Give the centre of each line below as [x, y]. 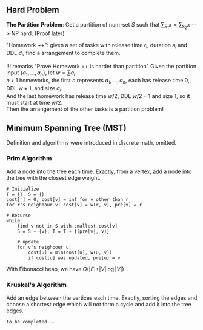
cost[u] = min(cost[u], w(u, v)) [70, 253]
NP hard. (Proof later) [38, 33]
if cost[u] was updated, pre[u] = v [74, 258]
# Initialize [23, 189]
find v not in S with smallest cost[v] [68, 226]
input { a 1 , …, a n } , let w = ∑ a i [41, 73]
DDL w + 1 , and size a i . [35, 89]
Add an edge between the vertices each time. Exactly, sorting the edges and [102, 298]
